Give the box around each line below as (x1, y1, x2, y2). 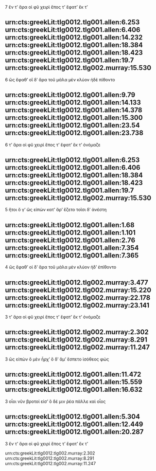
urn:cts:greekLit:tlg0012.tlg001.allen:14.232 (5, 34, 143, 42)
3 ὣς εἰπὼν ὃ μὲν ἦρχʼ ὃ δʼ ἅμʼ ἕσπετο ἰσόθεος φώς (5, 356, 109, 362)
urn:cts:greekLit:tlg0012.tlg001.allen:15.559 (5, 378, 142, 386)
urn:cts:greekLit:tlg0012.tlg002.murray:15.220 (5, 286, 152, 294)
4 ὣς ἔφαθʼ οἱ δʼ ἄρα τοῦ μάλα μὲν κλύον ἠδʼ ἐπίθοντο (5, 264, 117, 270)
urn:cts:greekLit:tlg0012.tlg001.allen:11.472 (5, 370, 141, 379)
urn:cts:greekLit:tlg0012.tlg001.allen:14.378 (5, 106, 142, 114)
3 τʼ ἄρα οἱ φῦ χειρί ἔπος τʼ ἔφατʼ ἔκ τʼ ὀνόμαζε (5, 314, 101, 320)
